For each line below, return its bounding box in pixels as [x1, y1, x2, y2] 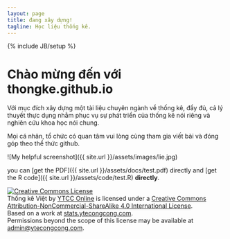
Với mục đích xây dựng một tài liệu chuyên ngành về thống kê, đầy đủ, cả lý [7, 104, 224, 112]
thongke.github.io [7, 81, 113, 97]
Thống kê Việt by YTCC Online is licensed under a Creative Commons [7, 195, 206, 203]
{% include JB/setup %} [7, 42, 76, 51]
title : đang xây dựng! [7, 17, 73, 24]
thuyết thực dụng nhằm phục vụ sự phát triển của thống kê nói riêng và [7, 112, 211, 120]
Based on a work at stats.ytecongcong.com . [7, 209, 134, 218]
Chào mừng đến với [7, 67, 122, 82]
